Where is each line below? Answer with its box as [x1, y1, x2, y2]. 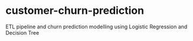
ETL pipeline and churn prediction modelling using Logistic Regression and [5, 23, 188, 30]
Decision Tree [5, 29, 40, 36]
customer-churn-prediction [5, 4, 145, 17]
